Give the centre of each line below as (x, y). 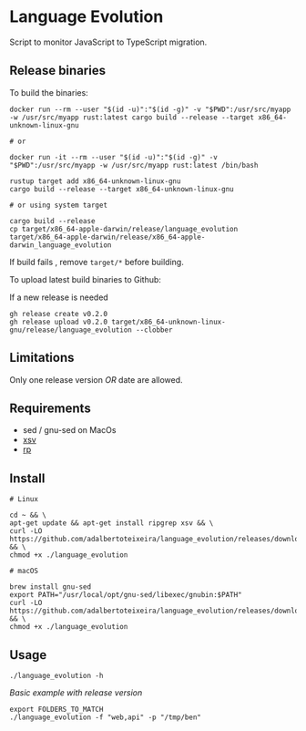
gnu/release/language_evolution (71, 330)
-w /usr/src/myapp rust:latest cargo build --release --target (132, 117)
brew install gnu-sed (51, 587)
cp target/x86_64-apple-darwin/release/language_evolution (124, 229)
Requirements (50, 408)
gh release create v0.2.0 (58, 314)
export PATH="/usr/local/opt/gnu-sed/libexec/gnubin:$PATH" (126, 595)
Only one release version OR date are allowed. (97, 379)
